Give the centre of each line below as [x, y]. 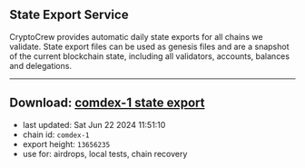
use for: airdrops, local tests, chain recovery [105, 153]
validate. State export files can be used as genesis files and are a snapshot [149, 46]
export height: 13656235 [66, 143]
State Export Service [69, 15]
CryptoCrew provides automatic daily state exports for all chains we [136, 36]
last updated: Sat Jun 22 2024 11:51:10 [94, 124]
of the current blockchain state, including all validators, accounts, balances [150, 56]
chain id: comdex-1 [56, 134]
